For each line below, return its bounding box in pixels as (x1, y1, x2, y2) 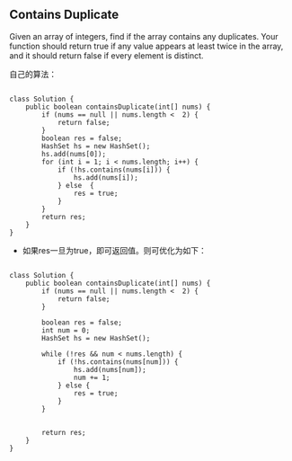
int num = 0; (41, 325, 91, 335)
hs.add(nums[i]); (73, 173, 139, 182)
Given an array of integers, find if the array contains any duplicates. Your (9, 31, 279, 41)
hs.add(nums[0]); (41, 149, 106, 158)
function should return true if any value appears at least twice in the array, (9, 40, 284, 51)
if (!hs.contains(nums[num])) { (57, 357, 179, 367)
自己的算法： (9, 68, 57, 79)
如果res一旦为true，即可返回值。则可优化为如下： (22, 244, 207, 255)
